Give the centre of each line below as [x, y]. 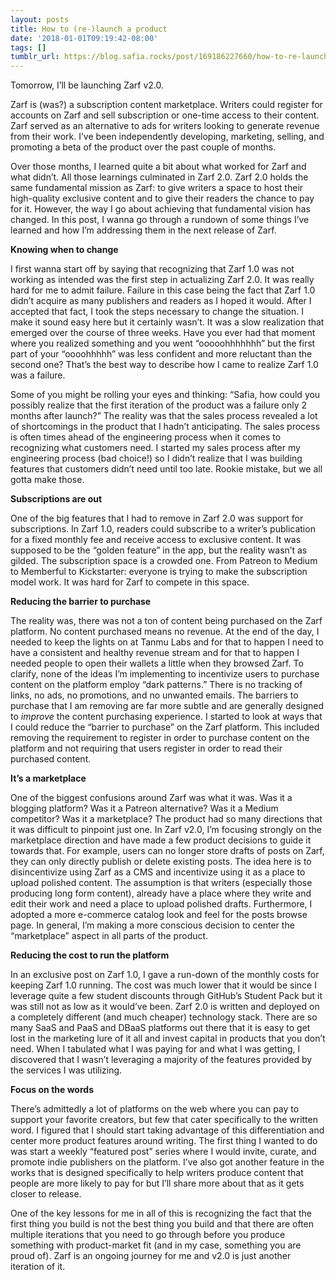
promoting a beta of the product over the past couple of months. [143, 147]
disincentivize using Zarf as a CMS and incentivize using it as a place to [158, 872]
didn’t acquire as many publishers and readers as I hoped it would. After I [161, 301]
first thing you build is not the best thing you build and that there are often [162, 1224]
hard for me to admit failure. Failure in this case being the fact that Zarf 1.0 [163, 290]
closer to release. [46, 1194]
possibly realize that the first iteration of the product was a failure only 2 [159, 405]
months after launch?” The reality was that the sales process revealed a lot [164, 416]
